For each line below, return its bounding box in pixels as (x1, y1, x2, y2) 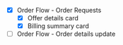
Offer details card (27, 14, 79, 22)
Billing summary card (27, 22, 90, 30)
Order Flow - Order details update (16, 30, 116, 38)
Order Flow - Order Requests (16, 6, 102, 14)
